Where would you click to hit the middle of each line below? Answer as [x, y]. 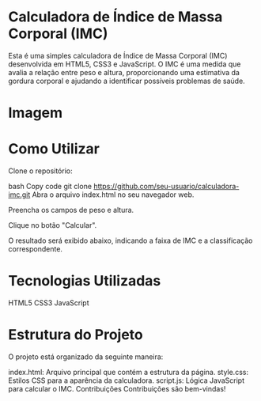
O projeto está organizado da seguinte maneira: [86, 357]
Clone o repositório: [40, 171]
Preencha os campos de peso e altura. [71, 210]
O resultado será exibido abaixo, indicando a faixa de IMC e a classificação [130, 240]
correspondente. [36, 249]
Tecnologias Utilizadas [85, 281]
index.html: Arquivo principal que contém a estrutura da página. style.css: [129, 372]
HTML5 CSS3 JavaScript [49, 303]
